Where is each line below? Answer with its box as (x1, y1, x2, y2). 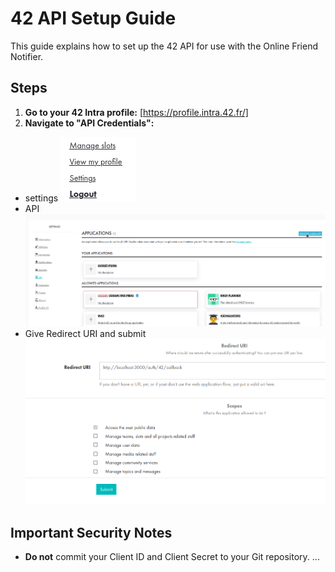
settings (24, 192, 59, 204)
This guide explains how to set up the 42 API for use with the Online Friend (10, 40, 319, 52)
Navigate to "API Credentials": (24, 117, 155, 129)
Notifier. (10, 50, 44, 62)
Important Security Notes (10, 524, 173, 541)
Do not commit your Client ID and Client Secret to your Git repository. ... (24, 551, 320, 563)
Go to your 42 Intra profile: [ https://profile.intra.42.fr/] (24, 106, 249, 118)
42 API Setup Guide (10, 7, 177, 30)
